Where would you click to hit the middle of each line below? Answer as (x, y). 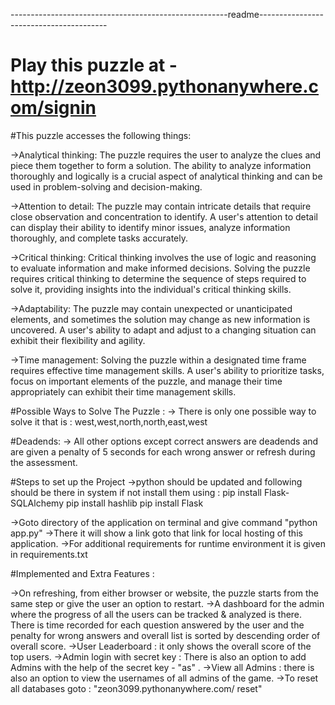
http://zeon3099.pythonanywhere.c (165, 86)
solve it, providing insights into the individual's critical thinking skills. (151, 289)
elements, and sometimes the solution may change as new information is (160, 319)
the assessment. (44, 462)
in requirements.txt (49, 554)
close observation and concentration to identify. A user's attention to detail (164, 216)
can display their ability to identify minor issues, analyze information (150, 227)
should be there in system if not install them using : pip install (136, 492)
